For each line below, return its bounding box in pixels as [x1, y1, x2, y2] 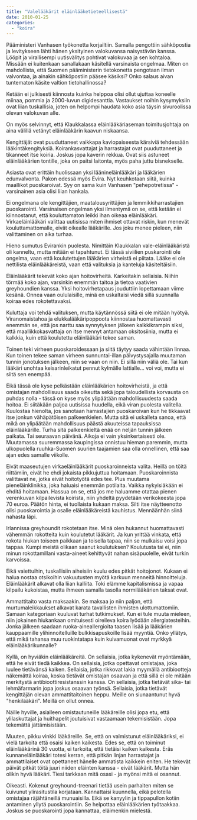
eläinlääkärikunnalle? [6, 642, 57, 649]
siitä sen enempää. [6, 371, 52, 378]
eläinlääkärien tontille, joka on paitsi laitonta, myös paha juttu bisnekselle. [6, 157, 184, 164]
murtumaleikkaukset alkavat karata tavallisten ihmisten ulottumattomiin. [6, 604, 180, 611]
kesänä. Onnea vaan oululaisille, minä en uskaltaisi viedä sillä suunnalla [6, 291, 179, 299]
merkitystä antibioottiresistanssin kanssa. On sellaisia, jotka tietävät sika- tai [6, 679, 191, 686]
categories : [6, 20, 35, 25]
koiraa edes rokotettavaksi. [6, 298, 72, 305]
